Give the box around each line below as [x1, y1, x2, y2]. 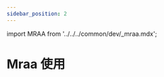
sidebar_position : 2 [6, 10, 68, 17]
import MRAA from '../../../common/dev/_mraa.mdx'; [6, 29, 158, 38]
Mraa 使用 [6, 56, 66, 72]
